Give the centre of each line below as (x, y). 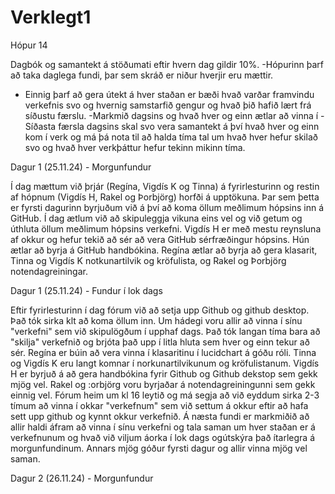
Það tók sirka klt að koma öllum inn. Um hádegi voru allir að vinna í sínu (156, 320)
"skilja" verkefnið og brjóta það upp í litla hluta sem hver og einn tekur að (160, 342)
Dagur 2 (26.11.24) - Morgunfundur (82, 478)
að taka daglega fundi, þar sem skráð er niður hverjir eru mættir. (142, 75)
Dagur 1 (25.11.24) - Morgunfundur (81, 167)
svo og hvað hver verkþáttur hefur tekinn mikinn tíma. (135, 147)
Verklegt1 (51, 17)
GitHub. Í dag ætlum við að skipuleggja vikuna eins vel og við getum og (156, 218)
